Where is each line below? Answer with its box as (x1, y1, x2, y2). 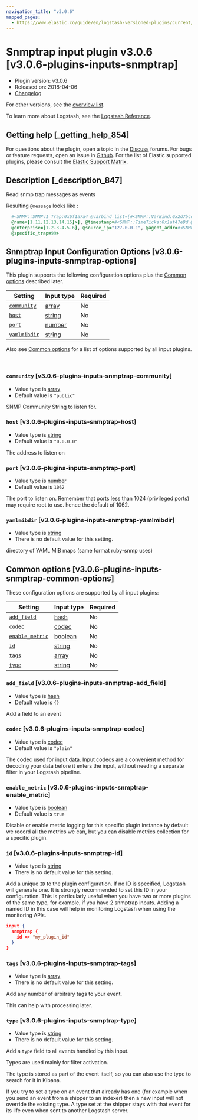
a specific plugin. (6, 835, 48, 842)
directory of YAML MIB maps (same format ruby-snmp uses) (6, 547, 153, 554)
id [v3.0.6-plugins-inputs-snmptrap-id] (6, 849, 123, 858)
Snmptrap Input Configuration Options (6, 246, 150, 257)
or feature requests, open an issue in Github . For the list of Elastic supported (6, 152, 192, 159)
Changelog (14, 90, 42, 97)
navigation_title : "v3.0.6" (6, 8, 75, 15)
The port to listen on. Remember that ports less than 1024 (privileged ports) (6, 495, 190, 502)
